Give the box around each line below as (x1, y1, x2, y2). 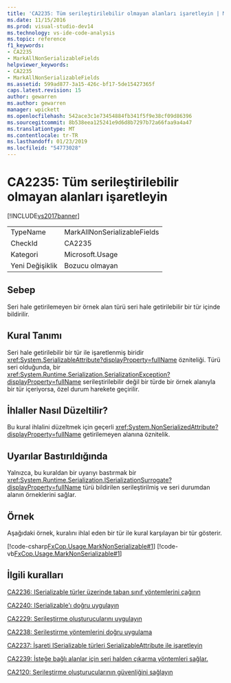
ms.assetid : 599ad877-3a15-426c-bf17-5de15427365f (7, 81, 155, 88)
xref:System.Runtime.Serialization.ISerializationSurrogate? (7, 476, 173, 485)
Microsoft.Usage (64, 249, 118, 259)
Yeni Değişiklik (10, 261, 58, 270)
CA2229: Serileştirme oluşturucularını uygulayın (7, 614, 142, 622)
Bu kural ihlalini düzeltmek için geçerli (7, 423, 115, 431)
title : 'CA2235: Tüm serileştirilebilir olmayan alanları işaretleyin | (7, 10, 220, 17)
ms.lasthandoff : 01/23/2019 (7, 139, 88, 145)
